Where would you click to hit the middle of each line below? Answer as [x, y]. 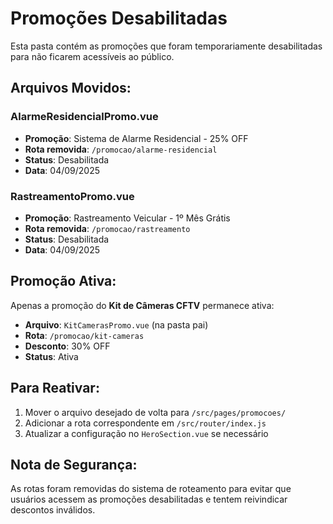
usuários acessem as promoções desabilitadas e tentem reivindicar [149, 499]
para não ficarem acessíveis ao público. [92, 56]
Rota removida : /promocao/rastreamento [107, 228]
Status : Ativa [51, 356]
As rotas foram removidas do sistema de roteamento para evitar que [151, 489]
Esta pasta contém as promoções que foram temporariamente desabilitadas [166, 46]
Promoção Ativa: [63, 281]
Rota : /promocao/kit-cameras [84, 335]
